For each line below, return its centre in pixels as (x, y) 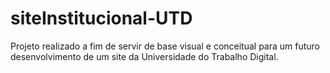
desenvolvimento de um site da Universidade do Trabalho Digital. (144, 56)
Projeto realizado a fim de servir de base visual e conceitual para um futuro (165, 46)
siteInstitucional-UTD (101, 18)
